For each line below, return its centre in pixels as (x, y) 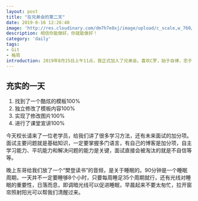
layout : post (22, 11)
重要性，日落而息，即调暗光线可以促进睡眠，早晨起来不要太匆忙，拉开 (101, 185)
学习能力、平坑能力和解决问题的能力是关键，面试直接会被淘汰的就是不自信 (96, 150)
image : (14, 28)
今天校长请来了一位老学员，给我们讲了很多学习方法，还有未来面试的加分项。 (99, 136)
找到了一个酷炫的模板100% (47, 101)
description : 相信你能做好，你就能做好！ (52, 33)
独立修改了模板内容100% (45, 109)
